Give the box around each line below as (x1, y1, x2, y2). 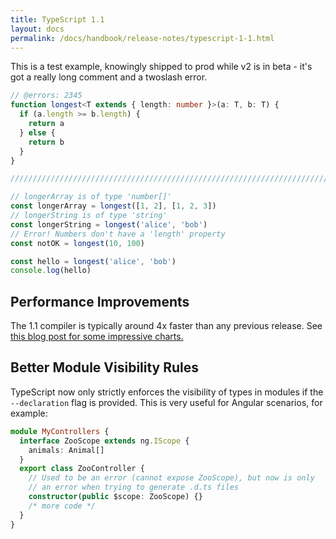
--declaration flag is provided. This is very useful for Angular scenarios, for (10, 396, 323, 408)
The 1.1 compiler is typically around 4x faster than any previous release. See (10, 320, 323, 332)
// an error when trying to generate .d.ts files (28, 482, 240, 493)
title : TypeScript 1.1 (10, 14, 105, 25)
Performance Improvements (10, 293, 190, 310)
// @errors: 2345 (10, 91, 83, 101)
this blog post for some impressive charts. (10, 331, 184, 343)
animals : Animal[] (28, 445, 105, 455)
